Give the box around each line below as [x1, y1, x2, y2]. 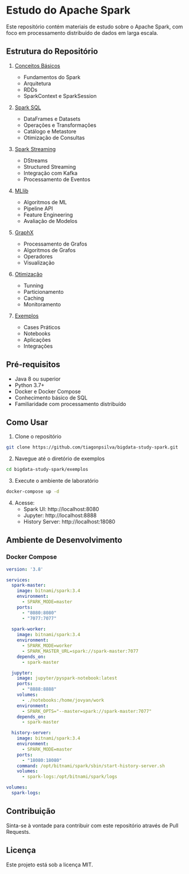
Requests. [6, 828, 31, 835]
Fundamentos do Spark [23, 73, 81, 80]
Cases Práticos [23, 323, 61, 330]
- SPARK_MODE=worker [21, 643, 73, 649]
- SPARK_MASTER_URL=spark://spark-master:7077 [21, 648, 139, 654]
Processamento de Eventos [23, 175, 90, 183]
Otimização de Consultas [23, 134, 85, 141]
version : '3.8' [6, 566, 44, 572]
